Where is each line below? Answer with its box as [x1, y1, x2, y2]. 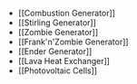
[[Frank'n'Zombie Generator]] [17, 36, 129, 47]
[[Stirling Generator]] [17, 17, 97, 28]
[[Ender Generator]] [17, 46, 93, 57]
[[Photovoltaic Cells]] [17, 65, 98, 76]
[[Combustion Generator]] [17, 8, 116, 18]
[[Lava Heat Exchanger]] [17, 56, 111, 66]
